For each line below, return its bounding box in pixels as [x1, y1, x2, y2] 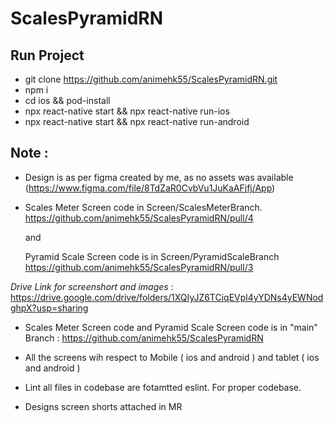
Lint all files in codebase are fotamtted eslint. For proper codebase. [24, 381, 302, 393]
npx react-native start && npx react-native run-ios [24, 105, 230, 117]
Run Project [10, 47, 85, 64]
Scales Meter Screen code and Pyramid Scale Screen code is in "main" [24, 321, 318, 333]
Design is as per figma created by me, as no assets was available [24, 171, 294, 183]
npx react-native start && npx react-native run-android [24, 116, 250, 127]
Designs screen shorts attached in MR [24, 400, 183, 412]
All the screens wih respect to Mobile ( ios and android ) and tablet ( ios [24, 351, 320, 363]
